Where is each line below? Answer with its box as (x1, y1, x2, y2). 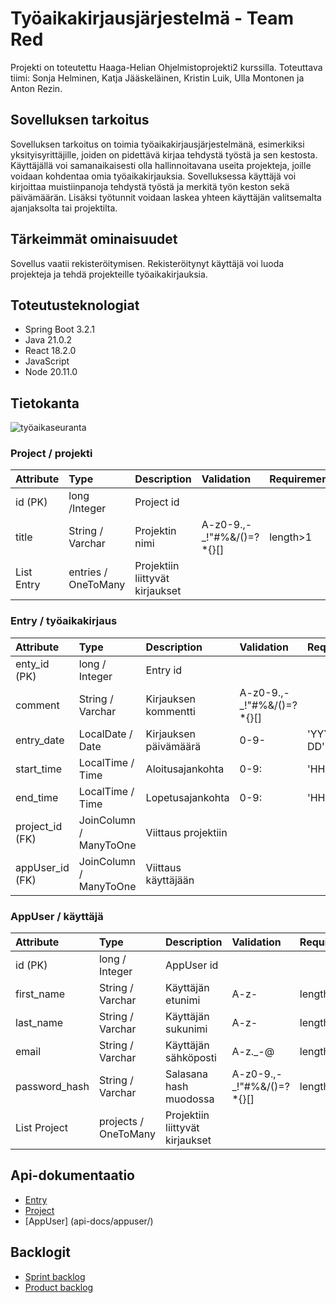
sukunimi (165, 1022, 208, 1036)
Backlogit (10, 1244, 71, 1261)
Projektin (134, 524, 177, 538)
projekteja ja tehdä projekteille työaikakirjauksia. (10, 268, 208, 280)
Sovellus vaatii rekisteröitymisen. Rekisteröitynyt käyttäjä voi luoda (10, 257, 285, 269)
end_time (15, 790, 59, 804)
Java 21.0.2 (24, 334, 73, 346)
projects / (98, 1115, 145, 1129)
